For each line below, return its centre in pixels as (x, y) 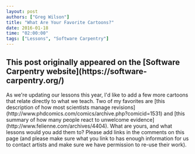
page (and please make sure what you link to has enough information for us (97, 138)
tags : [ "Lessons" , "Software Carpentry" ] (58, 39)
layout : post (22, 11)
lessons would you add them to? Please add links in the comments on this (95, 132)
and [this (174, 113)
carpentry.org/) (35, 81)
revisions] (123, 107)
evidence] (142, 119)
